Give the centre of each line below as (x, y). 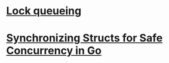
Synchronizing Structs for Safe (84, 38)
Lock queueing (44, 11)
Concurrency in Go (54, 51)
